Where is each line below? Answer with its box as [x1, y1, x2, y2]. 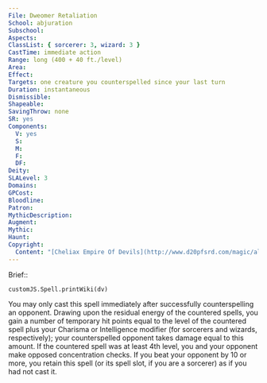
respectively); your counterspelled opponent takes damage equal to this [8, 333, 244, 342]
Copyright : [8, 241, 44, 249]
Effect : [8, 71, 34, 79]
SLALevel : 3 [8, 174, 48, 183]
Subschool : [8, 26, 44, 34]
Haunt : [8, 234, 30, 242]
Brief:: [8, 269, 29, 279]
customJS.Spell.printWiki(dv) [8, 285, 109, 293]
